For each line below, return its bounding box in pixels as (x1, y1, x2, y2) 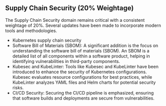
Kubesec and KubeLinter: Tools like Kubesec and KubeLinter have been (12, 63, 159, 69)
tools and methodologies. (5, 27, 57, 34)
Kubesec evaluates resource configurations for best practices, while (12, 74, 153, 80)
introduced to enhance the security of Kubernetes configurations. (12, 69, 147, 75)
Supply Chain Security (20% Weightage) (5, 4, 134, 12)
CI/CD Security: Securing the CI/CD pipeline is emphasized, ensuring (12, 90, 154, 96)
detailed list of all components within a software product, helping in (12, 53, 150, 59)
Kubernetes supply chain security (12, 37, 82, 43)
